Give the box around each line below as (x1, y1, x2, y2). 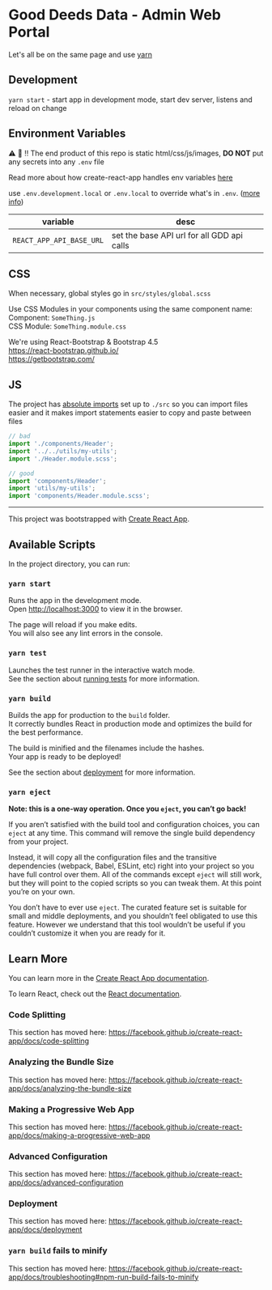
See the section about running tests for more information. (8, 673, 200, 683)
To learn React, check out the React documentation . (8, 989, 182, 999)
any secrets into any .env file (8, 156, 105, 167)
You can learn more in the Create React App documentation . (8, 974, 210, 982)
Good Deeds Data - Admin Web (8, 6, 221, 24)
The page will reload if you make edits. (8, 620, 138, 630)
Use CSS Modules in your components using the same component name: (8, 304, 253, 314)
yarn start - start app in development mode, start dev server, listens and (8, 95, 253, 104)
